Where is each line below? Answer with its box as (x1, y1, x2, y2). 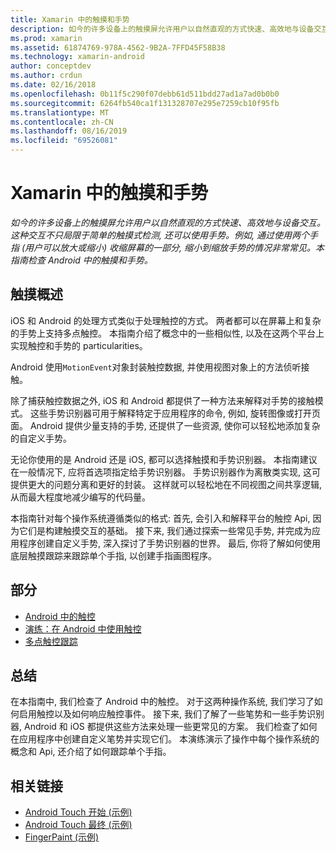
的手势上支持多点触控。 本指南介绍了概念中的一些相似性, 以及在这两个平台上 (10, 327, 325, 339)
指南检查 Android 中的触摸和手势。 (10, 254, 153, 266)
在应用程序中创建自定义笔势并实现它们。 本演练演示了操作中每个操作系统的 (10, 733, 320, 745)
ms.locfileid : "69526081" (10, 136, 118, 146)
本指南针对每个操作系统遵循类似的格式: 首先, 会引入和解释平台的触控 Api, (10, 512, 311, 524)
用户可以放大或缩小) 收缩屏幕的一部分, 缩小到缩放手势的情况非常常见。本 (24, 241, 325, 253)
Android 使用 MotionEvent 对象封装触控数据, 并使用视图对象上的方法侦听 (10, 361, 302, 373)
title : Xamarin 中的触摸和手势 (10, 14, 130, 25)
